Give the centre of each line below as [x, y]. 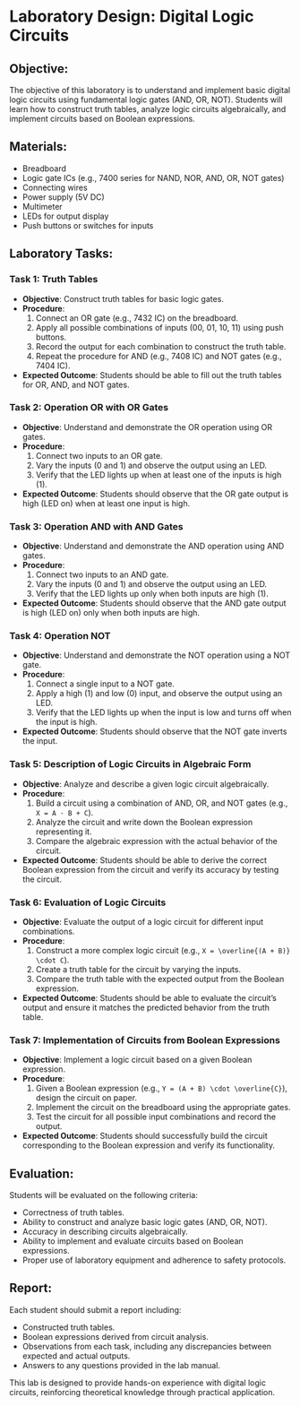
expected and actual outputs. [76, 1356]
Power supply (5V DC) [63, 197]
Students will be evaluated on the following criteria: [104, 1195]
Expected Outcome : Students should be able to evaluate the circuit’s [150, 997]
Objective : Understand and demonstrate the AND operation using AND [153, 546]
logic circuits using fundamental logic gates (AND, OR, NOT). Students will [146, 99]
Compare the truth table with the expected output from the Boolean [160, 979]
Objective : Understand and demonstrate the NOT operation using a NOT [156, 655]
